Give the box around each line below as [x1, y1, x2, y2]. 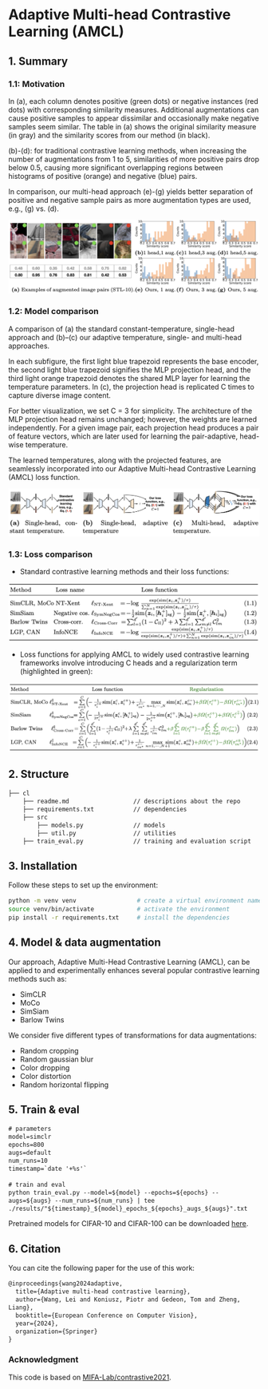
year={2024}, [15, 1320, 59, 1327]
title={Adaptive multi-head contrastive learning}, [15, 1288, 191, 1296]
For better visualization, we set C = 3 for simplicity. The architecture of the [8, 406, 253, 415]
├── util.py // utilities [37, 829, 177, 838]
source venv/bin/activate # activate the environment [8, 905, 230, 914]
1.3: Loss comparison [8, 549, 93, 560]
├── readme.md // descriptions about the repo [22, 797, 241, 806]
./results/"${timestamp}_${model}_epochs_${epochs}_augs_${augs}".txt [8, 1204, 248, 1213]
